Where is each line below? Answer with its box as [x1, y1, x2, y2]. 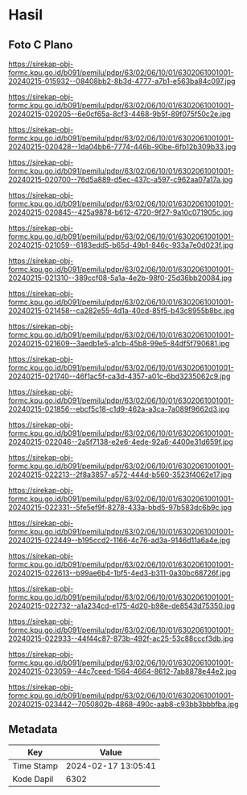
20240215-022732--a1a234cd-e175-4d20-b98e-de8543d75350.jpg [8, 601, 236, 610]
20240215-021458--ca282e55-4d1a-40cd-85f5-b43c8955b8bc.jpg [8, 306, 235, 316]
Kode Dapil [12, 773, 54, 785]
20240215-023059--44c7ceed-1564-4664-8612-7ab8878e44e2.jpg [8, 667, 237, 676]
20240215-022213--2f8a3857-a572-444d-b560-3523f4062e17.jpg [8, 470, 232, 479]
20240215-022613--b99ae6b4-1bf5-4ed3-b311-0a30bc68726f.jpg [8, 568, 231, 578]
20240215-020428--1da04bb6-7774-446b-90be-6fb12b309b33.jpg [8, 142, 237, 151]
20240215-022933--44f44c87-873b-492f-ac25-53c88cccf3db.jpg [8, 634, 234, 643]
